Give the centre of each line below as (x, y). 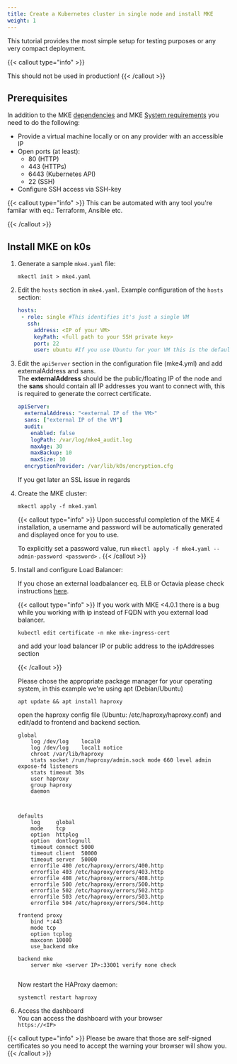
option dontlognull (61, 841)
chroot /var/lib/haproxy (67, 754)
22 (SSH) (41, 182)
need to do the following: (44, 123)
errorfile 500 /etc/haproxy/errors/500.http (97, 884)
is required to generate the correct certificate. (84, 394)
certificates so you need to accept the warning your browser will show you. (117, 1046)
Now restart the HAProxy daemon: (68, 985)
